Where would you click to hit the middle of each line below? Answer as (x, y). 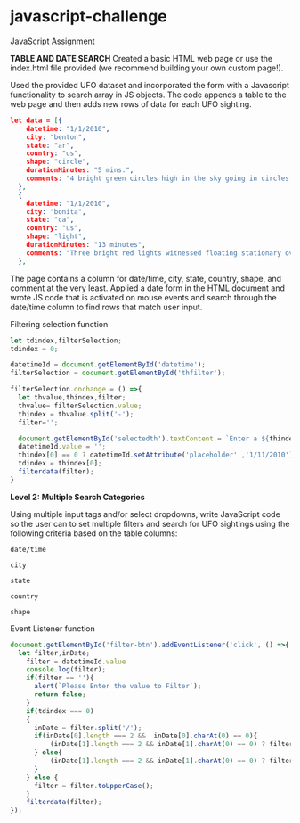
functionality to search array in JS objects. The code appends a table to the (149, 95)
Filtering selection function (59, 324)
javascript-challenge (89, 16)
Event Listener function (53, 628)
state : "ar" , (50, 145)
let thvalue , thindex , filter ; (72, 398)
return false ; (60, 695)
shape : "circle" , (58, 162)
